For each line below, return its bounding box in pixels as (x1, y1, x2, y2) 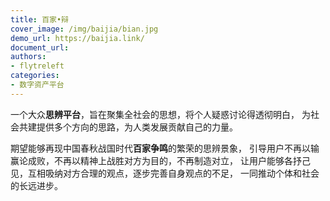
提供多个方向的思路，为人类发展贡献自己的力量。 (36, 121, 238, 133)
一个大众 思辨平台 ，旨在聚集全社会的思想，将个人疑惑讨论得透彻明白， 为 (10, 108, 311, 120)
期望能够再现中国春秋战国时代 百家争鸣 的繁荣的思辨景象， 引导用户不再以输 (10, 142, 320, 154)
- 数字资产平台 (10, 80, 65, 90)
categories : (10, 71, 60, 81)
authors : (10, 52, 47, 62)
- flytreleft (10, 61, 65, 71)
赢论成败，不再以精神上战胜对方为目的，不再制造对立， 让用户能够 (10, 154, 285, 166)
